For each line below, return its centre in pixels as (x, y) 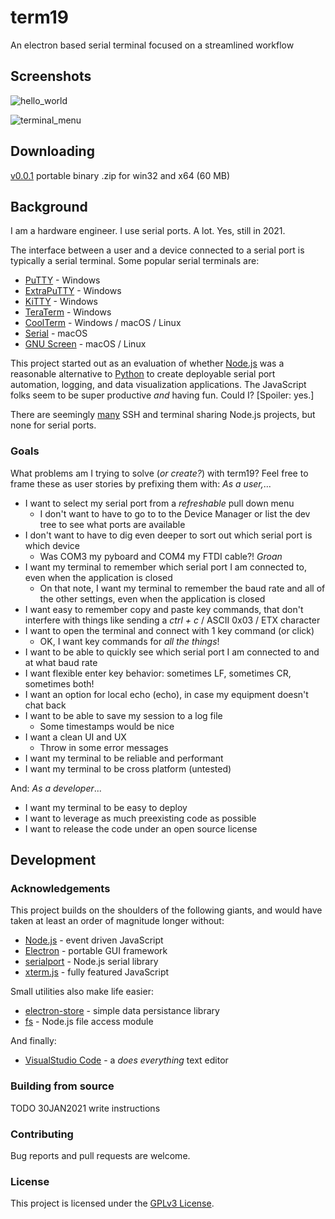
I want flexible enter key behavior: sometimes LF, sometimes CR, (158, 673)
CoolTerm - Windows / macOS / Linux (103, 323)
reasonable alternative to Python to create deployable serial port (143, 374)
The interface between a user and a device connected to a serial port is (157, 250)
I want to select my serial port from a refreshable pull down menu (159, 503)
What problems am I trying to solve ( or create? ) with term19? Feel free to (159, 473)
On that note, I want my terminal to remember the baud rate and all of (182, 588)
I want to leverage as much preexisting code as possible (140, 818)
